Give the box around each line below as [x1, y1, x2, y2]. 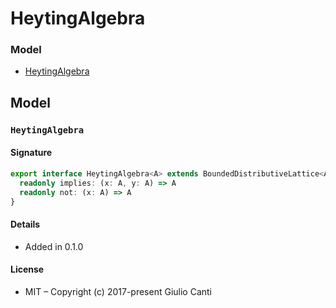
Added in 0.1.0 [24, 240, 84, 252]
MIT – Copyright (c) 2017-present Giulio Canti [24, 285, 213, 297]
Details [10, 218, 41, 231]
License [10, 263, 45, 276]
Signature [10, 147, 53, 159]
